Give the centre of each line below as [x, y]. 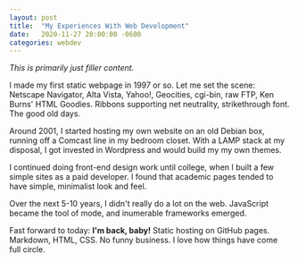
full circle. [28, 249]
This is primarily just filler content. [72, 68]
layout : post [33, 17]
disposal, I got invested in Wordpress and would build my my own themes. [145, 150]
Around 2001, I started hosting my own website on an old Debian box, [137, 131]
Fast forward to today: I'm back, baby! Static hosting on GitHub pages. [140, 231]
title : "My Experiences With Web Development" [99, 26]
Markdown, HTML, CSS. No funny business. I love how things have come [144, 240]
